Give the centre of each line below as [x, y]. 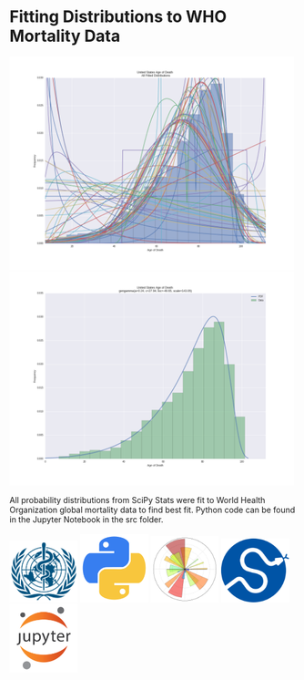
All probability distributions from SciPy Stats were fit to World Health [137, 500]
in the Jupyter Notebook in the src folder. [86, 519]
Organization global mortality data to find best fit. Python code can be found [152, 510]
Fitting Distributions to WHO [118, 17]
